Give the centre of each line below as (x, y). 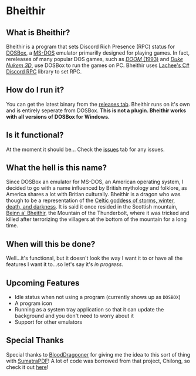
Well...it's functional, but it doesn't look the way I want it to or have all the (94, 258)
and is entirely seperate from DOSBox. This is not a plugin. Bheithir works (96, 110)
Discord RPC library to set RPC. (44, 71)
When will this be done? (51, 244)
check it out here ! (27, 367)
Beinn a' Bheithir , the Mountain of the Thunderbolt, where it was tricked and (98, 213)
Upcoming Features (43, 283)
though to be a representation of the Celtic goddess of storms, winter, (90, 200)
